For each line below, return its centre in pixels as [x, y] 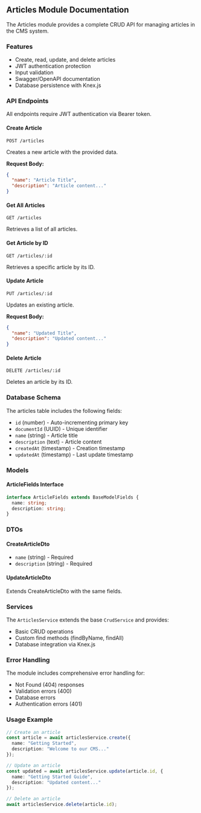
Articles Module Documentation [68, 10]
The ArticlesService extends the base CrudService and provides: [88, 620]
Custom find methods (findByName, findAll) [69, 638]
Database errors [35, 698]
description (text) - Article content [58, 442]
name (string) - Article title [46, 435]
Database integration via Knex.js [55, 644]
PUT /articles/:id [29, 293]
